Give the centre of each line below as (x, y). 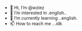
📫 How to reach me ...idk (36, 24)
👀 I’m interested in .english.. (38, 13)
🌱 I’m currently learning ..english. (44, 18)
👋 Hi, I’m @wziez (27, 8)
